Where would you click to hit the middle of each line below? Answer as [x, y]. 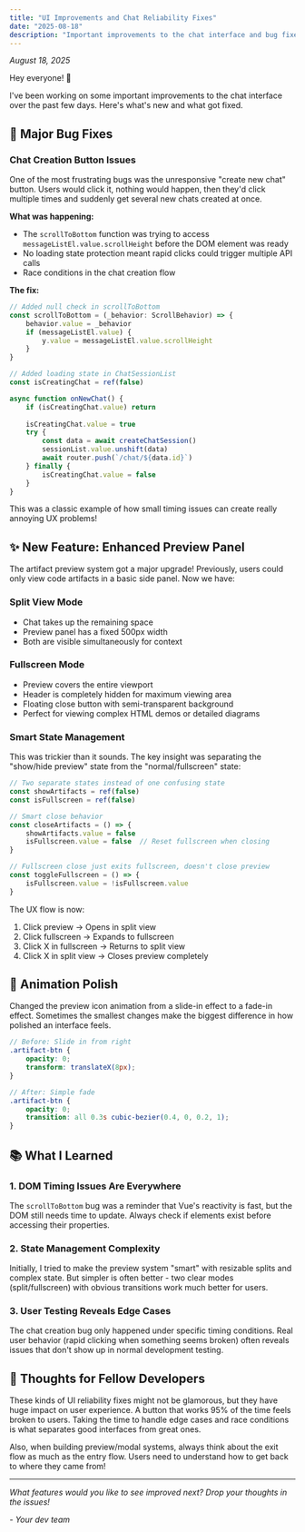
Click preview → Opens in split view [89, 926]
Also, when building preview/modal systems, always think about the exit [144, 1447]
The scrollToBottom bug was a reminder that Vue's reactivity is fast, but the [151, 1205]
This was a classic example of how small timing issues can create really [143, 509]
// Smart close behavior [56, 816]
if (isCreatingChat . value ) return [91, 407]
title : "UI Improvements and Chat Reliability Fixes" [113, 18]
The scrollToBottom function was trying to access [116, 234]
